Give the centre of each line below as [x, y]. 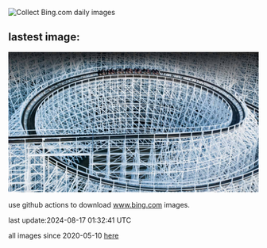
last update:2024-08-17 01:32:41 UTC [70, 220]
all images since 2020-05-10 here [64, 236]
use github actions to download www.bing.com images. [99, 205]
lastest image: [44, 37]
